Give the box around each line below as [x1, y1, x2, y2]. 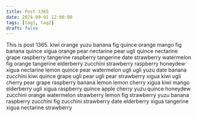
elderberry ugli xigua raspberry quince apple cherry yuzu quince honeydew [6, 85, 191, 92]
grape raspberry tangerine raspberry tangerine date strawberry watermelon [6, 54, 191, 61]
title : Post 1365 [6, 8, 49, 15]
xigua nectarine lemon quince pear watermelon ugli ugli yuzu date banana [6, 66, 187, 74]
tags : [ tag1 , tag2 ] [6, 19, 54, 25]
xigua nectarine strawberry [6, 104, 72, 111]
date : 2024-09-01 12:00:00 [6, 14, 73, 20]
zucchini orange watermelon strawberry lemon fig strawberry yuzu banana [6, 92, 189, 99]
